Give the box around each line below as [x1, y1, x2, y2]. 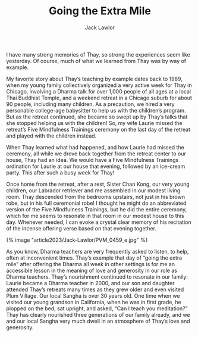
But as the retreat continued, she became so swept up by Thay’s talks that [6, 113, 188, 120]
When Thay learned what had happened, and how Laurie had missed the [6, 143, 184, 151]
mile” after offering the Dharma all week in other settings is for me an [6, 260, 175, 267]
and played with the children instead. [6, 132, 97, 139]
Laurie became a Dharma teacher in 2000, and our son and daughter [6, 279, 175, 286]
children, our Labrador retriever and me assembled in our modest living [6, 186, 181, 194]
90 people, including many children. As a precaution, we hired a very [6, 100, 175, 108]
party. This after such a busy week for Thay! [6, 168, 115, 176]
